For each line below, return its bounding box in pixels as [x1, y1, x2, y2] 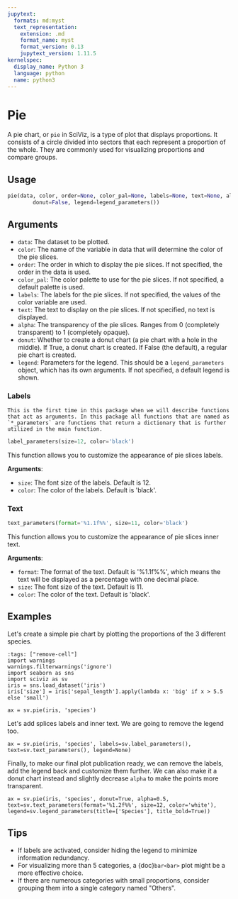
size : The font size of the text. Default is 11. [17, 583, 144, 591]
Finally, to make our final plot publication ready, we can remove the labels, [7, 759, 224, 767]
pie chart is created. [17, 351, 76, 359]
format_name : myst [20, 37, 74, 44]
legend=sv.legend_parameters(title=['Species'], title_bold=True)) [7, 807, 211, 815]
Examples [7, 611, 52, 623]
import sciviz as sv [7, 675, 69, 683]
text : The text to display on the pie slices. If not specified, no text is [17, 305, 215, 314]
